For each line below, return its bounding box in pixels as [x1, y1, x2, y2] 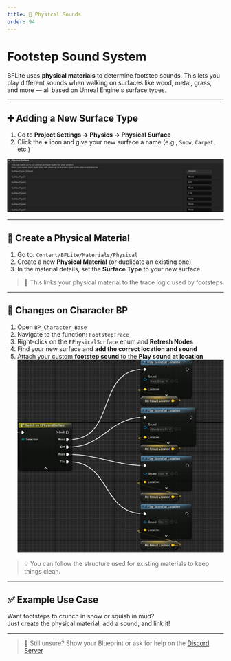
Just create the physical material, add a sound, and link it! [7, 619, 170, 628]
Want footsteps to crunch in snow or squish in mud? [7, 612, 155, 620]
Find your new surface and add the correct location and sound [16, 344, 197, 353]
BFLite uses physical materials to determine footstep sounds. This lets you [7, 71, 220, 80]
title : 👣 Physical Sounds [7, 11, 81, 18]
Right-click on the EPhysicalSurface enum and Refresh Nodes [16, 337, 194, 346]
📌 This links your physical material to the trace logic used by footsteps [23, 278, 223, 287]
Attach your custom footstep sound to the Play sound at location [16, 352, 203, 360]
